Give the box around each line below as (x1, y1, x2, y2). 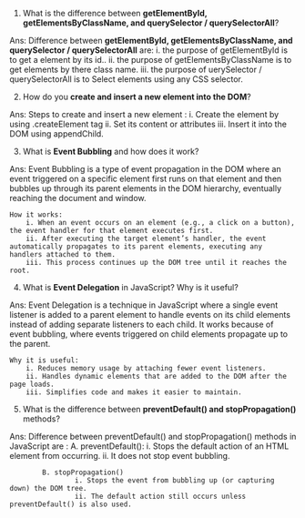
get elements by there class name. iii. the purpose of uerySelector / (9, 64, 262, 75)
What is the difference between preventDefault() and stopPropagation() (22, 404, 297, 414)
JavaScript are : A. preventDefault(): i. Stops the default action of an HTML (9, 441, 290, 452)
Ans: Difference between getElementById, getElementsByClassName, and (9, 36, 293, 46)
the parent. (9, 339, 51, 349)
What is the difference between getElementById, (22, 8, 208, 18)
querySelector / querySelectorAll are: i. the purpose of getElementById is (9, 45, 289, 56)
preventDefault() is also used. (9, 500, 132, 509)
